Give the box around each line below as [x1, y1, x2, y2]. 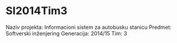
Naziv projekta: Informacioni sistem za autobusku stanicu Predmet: [5, 24, 172, 31]
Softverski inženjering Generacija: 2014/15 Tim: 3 [5, 29, 128, 37]
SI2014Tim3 [5, 4, 67, 18]
